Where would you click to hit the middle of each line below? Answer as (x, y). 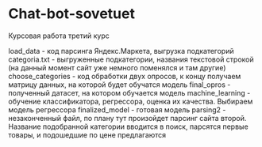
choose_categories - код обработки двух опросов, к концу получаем (125, 76)
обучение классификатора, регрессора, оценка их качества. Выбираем (131, 101)
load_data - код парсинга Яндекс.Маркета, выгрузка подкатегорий (121, 51)
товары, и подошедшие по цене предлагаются (87, 134)
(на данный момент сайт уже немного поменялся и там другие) (117, 67)
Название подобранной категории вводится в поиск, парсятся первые (128, 126)
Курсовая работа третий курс (59, 36)
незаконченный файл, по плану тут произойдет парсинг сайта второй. (127, 118)
